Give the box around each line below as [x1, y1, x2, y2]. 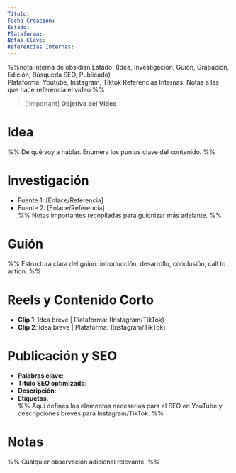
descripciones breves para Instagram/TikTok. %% [17, 409, 164, 418]
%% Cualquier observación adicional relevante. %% [7, 457, 161, 466]
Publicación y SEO [7, 347, 118, 364]
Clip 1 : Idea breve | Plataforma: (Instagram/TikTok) [17, 315, 165, 324]
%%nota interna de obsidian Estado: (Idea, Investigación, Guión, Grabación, [7, 63, 230, 71]
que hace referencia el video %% [7, 86, 105, 94]
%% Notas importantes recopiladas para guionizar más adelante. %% [17, 211, 222, 219]
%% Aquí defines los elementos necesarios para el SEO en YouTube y [17, 401, 223, 410]
